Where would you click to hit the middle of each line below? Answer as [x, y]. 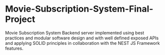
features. [14, 48]
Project [20, 19]
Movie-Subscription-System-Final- [79, 9]
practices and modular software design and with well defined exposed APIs [82, 38]
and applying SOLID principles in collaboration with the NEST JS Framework [82, 43]
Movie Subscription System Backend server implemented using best [75, 33]
